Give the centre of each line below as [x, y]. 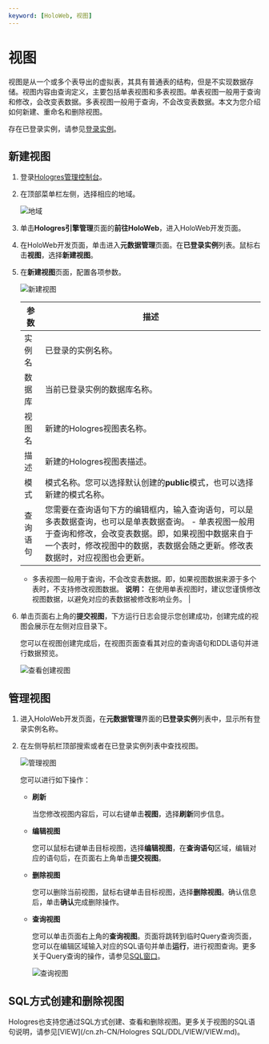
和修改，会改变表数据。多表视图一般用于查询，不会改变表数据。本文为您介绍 [134, 102]
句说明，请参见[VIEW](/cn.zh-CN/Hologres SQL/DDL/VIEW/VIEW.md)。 [126, 1032]
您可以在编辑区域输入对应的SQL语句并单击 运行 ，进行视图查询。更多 [144, 946]
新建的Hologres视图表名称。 [98, 429]
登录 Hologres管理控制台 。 [63, 177]
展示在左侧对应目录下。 [73, 627]
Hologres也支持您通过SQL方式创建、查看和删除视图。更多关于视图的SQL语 [132, 1022]
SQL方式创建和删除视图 [66, 1001]
